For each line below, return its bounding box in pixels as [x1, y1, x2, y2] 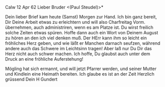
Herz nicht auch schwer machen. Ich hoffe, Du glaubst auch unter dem [5, 51, 151, 57]
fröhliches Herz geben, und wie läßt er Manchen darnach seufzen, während [5, 40, 161, 46]
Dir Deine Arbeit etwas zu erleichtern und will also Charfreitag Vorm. [5, 19, 146, 25]
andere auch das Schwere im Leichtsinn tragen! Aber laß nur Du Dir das [5, 46, 152, 51]
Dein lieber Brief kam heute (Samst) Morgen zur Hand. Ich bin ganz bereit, [5, 14, 158, 19]
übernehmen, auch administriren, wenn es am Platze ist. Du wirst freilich [5, 24, 154, 30]
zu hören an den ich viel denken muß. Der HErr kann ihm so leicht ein [5, 35, 147, 41]
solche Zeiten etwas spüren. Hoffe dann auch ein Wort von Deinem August [5, 30, 159, 35]
